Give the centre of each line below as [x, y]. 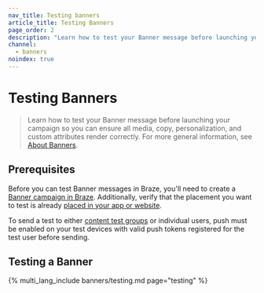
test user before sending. [49, 237]
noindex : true [31, 60]
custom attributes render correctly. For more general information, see [140, 136]
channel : [22, 45]
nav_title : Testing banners [54, 15]
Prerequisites [42, 170]
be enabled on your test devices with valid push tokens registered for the [126, 229]
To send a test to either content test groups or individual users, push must [128, 220]
